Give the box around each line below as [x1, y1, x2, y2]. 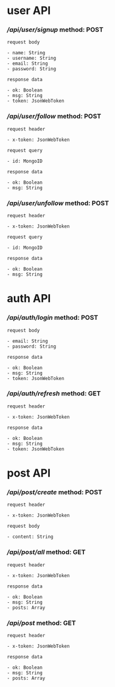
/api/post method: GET [7, 619, 76, 627]
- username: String [7, 56, 57, 62]
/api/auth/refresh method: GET [7, 389, 101, 398]
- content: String [7, 534, 54, 540]
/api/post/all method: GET [7, 548, 86, 556]
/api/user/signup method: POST [7, 26, 104, 34]
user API [7, 4, 51, 18]
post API [7, 466, 51, 480]
